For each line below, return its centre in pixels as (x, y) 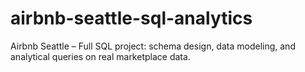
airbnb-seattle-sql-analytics (131, 18)
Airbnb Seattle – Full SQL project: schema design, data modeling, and (153, 46)
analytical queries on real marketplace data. (100, 56)
